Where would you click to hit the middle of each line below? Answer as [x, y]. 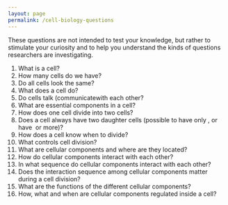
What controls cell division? [57, 142]
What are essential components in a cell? [77, 105]
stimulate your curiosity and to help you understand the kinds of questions [114, 47]
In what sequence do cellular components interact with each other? [114, 164]
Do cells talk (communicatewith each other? [81, 97]
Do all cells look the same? [56, 83]
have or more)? [40, 127]
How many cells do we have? [60, 75]
